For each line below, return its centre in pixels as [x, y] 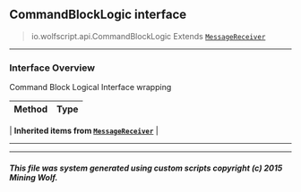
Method [31, 109]
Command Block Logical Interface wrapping [90, 88]
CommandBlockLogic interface [98, 15]
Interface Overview [52, 68]
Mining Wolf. [34, 177]
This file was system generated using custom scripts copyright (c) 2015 [146, 168]
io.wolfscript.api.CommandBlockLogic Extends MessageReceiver [148, 36]
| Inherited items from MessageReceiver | [84, 131]
